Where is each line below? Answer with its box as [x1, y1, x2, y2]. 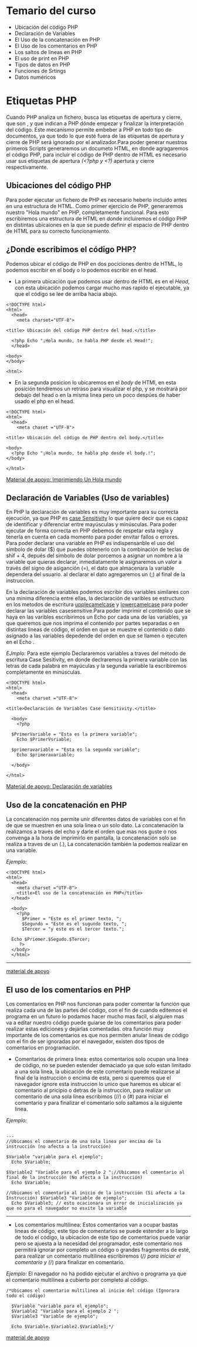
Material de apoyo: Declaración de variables [6, 783, 113, 790]
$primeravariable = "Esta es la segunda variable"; [11, 747, 141, 753]
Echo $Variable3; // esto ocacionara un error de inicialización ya [11, 1200, 182, 1206]
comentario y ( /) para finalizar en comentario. [14, 1258, 125, 1265]
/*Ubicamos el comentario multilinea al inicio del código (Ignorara [6, 1288, 180, 1293]
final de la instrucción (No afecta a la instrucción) [6, 1174, 143, 1180]
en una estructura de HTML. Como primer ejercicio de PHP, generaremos [6, 202, 184, 209]
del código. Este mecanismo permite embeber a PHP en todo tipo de [6, 126, 172, 133]
